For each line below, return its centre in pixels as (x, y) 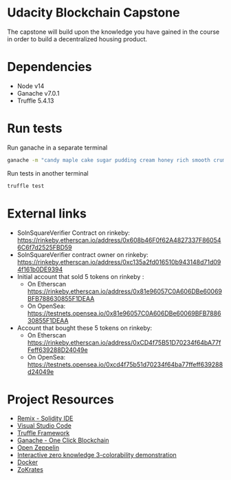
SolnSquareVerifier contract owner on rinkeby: (83, 254)
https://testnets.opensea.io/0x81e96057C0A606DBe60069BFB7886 (124, 313)
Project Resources (61, 399)
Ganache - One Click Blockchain (63, 440)
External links (47, 213)
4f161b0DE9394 (40, 269)
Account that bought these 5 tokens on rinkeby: (85, 328)
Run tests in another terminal (48, 173)
